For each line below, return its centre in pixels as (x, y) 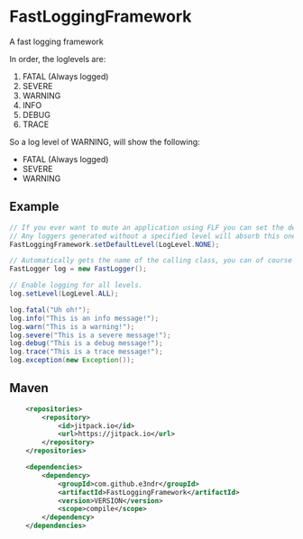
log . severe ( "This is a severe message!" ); (90, 335)
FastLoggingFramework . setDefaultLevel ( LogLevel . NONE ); (115, 244)
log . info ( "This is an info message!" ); (84, 318)
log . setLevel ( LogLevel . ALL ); (64, 294)
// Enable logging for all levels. (76, 286)
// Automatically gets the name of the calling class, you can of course (151, 260)
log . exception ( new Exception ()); (72, 361)
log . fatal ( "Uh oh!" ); (50, 310)
